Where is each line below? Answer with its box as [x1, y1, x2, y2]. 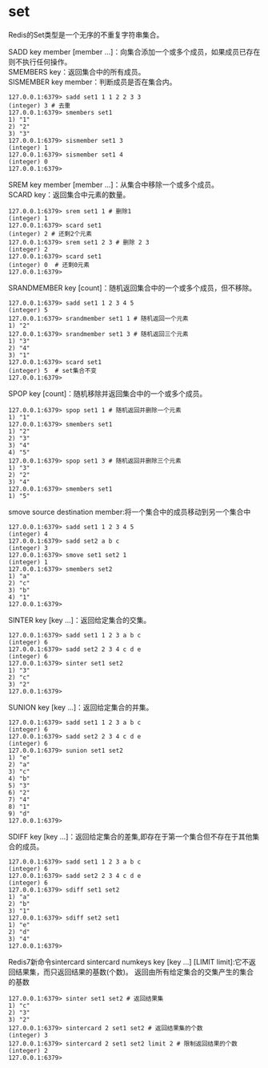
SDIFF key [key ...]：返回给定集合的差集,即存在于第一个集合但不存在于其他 [8, 831, 253, 841]
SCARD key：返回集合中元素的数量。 [8, 189, 130, 199]
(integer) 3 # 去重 [8, 101, 71, 110]
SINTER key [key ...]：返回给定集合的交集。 [8, 615, 151, 625]
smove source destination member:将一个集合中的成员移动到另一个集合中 [8, 507, 251, 516]
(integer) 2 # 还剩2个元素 [8, 229, 92, 238]
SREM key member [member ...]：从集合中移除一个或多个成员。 [8, 180, 218, 189]
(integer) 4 [8, 530, 48, 538]
